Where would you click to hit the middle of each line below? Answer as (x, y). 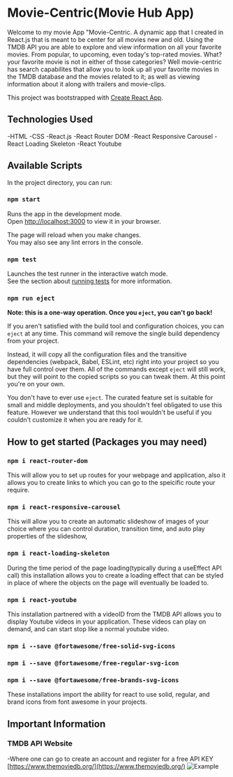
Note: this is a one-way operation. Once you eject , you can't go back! (110, 312)
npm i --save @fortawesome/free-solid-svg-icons (91, 646)
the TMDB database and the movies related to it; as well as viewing (104, 76)
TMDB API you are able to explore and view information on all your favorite (114, 47)
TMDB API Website (40, 744)
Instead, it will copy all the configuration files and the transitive (97, 354)
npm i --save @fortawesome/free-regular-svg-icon (93, 663)
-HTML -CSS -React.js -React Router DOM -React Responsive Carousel (110, 136)
